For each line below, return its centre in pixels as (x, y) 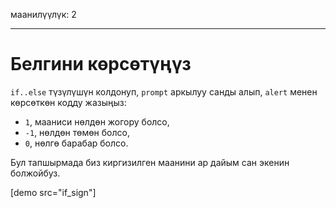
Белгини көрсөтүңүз (101, 64)
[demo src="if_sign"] (53, 192)
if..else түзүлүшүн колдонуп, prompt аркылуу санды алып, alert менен (164, 91)
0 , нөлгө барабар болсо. (76, 143)
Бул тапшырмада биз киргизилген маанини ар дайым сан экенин (150, 162)
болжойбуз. (35, 173)
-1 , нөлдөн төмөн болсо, (77, 132)
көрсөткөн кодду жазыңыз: (68, 102)
